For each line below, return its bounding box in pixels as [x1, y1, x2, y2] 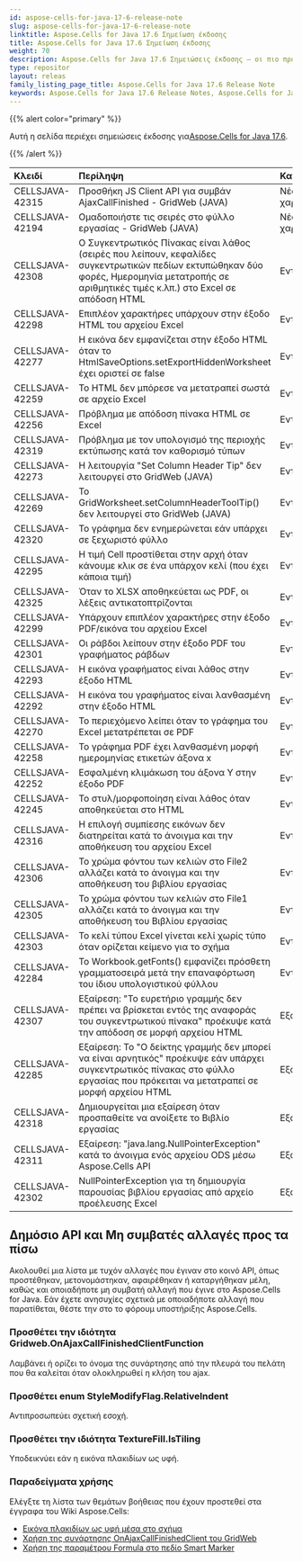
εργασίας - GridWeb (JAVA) [78, 221, 200, 234]
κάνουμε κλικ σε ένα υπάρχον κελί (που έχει [78, 559, 269, 571]
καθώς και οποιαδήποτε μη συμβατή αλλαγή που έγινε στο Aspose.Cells [9, 1284, 281, 1296]
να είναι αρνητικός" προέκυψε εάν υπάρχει [78, 1052, 265, 1064]
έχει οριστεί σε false [78, 366, 165, 379]
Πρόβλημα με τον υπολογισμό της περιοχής [78, 433, 266, 445]
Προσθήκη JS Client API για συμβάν [78, 184, 232, 197]
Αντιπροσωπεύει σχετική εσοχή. [9, 1410, 129, 1421]
